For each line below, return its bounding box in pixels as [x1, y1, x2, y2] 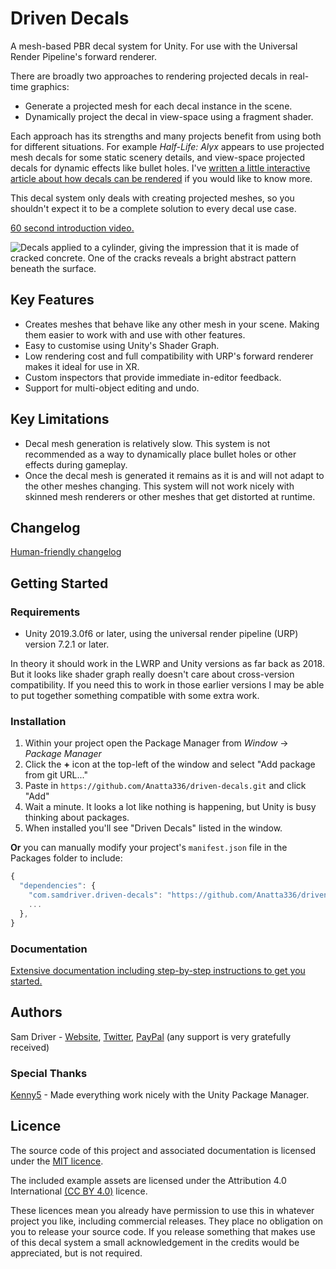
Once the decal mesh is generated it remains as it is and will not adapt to [24, 469, 325, 481]
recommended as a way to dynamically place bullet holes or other [24, 448, 297, 460]
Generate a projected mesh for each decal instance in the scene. [24, 100, 293, 112]
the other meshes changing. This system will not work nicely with [24, 480, 295, 492]
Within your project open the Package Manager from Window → [24, 737, 289, 749]
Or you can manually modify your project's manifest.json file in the [10, 842, 288, 854]
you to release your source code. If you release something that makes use [10, 1225, 316, 1237]
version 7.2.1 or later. [24, 638, 110, 651]
